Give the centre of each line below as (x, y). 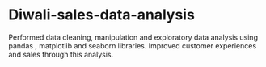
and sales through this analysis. (61, 54)
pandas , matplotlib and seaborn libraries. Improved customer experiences (133, 45)
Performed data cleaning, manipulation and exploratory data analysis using (133, 37)
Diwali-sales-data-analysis (102, 15)
